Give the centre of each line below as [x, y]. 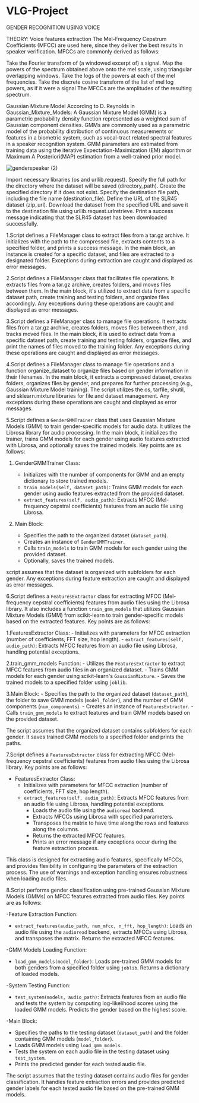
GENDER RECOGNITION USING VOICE [53, 27]
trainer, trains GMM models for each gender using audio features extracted [98, 439]
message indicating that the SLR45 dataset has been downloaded [87, 217]
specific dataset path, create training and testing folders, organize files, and [99, 340]
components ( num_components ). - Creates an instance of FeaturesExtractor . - [100, 706]
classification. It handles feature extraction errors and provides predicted [96, 1082]
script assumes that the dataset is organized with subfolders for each [91, 572]
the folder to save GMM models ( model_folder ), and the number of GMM [95, 700]
